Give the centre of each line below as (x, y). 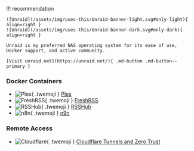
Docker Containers (34, 81)
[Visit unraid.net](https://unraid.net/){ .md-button (75, 61)
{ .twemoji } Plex (51, 94)
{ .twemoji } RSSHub (66, 107)
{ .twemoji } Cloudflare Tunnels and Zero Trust (104, 141)
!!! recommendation (30, 9)
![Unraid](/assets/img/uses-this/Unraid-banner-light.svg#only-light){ (97, 20)
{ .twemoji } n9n (50, 113)
